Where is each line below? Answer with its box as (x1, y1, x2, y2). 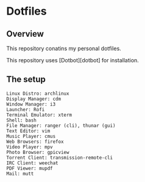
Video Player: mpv (6, 144, 53, 150)
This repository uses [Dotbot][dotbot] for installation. (6, 57, 139, 64)
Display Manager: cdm (6, 96, 62, 102)
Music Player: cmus (6, 133, 56, 139)
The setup (6, 75, 46, 85)
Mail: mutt (6, 170, 34, 177)
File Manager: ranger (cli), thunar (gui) (6, 122, 116, 129)
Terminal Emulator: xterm (6, 112, 72, 118)
